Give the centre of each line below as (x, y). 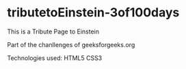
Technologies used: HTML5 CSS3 (55, 58)
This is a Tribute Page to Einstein (53, 31)
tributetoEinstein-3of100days (93, 13)
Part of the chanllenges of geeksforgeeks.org (71, 44)
